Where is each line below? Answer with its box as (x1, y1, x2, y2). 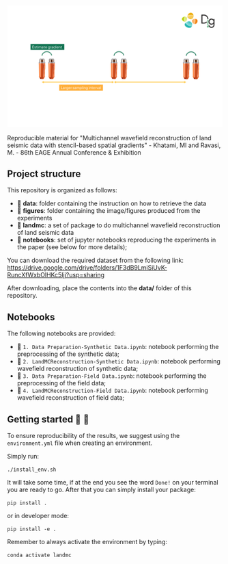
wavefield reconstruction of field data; (16, 394, 125, 402)
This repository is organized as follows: (7, 186, 117, 194)
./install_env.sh (7, 466, 57, 473)
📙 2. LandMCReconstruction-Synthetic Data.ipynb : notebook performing (16, 357, 220, 366)
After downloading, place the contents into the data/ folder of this (7, 284, 193, 292)
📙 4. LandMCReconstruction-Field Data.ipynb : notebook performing (16, 386, 208, 395)
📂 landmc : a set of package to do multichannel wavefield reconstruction (16, 221, 220, 229)
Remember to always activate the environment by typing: (7, 537, 168, 546)
